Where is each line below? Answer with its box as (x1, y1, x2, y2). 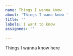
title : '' (5, 17, 26, 22)
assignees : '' (5, 26, 35, 32)
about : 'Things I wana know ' (5, 12, 69, 17)
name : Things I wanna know (5, 7, 62, 13)
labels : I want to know (5, 21, 55, 27)
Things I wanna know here (5, 45, 60, 51)
